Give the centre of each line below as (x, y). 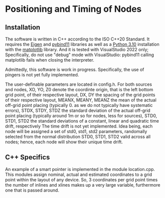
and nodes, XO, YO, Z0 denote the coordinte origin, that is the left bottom (79, 89)
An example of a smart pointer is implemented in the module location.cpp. (80, 169)
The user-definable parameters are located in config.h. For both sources (79, 84)
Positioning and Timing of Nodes (73, 9)
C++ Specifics (28, 157)
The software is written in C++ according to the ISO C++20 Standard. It (77, 39)
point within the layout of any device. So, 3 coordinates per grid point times (81, 180)
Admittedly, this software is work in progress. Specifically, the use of (75, 69)
